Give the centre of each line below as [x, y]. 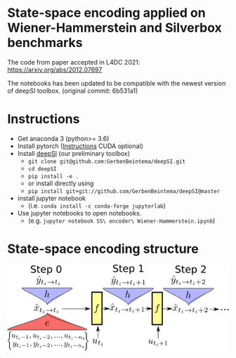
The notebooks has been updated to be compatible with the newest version [117, 83]
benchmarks [45, 43]
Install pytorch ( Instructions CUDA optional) [80, 146]
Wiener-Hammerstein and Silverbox [115, 28]
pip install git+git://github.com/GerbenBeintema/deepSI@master [124, 191]
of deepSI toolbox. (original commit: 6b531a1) [73, 91]
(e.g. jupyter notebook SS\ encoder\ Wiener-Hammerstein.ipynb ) [122, 220]
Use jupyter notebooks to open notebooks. [79, 213]
